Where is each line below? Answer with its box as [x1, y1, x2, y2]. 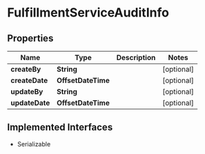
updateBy [10, 87, 43, 96]
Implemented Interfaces [7, 122, 113, 133]
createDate [10, 76, 48, 85]
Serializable [17, 139, 51, 148]
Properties [7, 32, 54, 44]
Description [116, 53, 156, 62]
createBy [10, 64, 41, 74]
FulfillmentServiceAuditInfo [7, 5, 169, 21]
